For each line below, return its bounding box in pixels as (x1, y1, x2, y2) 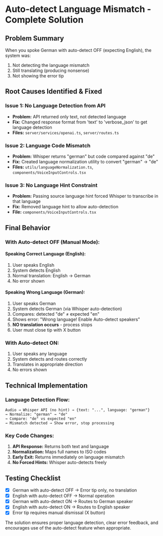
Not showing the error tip (12, 73, 64, 78)
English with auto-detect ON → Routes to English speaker (12, 504, 130, 510)
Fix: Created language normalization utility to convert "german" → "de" (12, 158, 159, 164)
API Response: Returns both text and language (12, 444, 109, 450)
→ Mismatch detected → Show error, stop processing (5, 421, 114, 426)
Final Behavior (5, 223, 51, 232)
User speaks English (12, 262, 55, 268)
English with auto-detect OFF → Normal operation (12, 493, 115, 499)
